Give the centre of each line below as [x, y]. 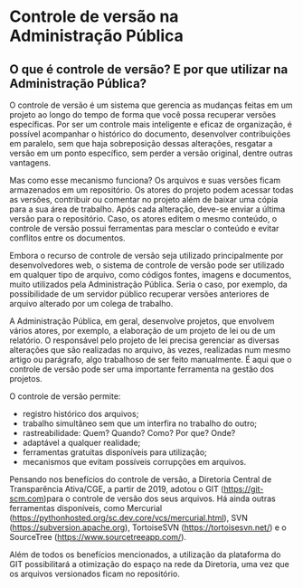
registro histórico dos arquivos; [80, 414]
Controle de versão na [94, 17]
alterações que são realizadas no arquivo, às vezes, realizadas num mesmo [150, 350]
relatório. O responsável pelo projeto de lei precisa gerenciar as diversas [145, 340]
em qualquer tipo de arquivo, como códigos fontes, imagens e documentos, [151, 275]
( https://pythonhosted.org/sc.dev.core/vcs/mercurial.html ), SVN [129, 518]
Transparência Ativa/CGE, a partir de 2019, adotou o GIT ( [117, 489]
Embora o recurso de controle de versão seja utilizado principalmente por [147, 256]
